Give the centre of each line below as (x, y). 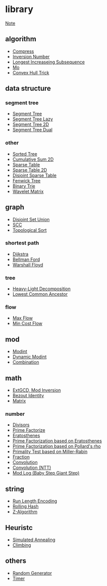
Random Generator (32, 573)
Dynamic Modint (29, 357)
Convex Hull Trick (31, 73)
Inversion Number (31, 56)
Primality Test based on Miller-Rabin (50, 451)
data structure (28, 88)
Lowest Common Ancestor (40, 294)
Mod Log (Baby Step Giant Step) (46, 473)
